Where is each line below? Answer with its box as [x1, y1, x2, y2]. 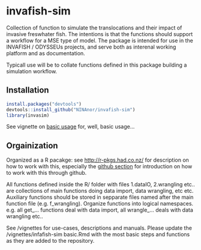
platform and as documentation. [6, 49, 85, 56]
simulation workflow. [6, 67, 58, 75]
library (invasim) [6, 112, 50, 118]
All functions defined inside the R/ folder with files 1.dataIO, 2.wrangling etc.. [6, 181, 195, 188]
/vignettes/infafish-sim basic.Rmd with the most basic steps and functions [6, 231, 190, 238]
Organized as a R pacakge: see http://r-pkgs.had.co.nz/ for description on [6, 156, 189, 163]
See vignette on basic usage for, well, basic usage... [6, 123, 135, 130]
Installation [6, 85, 49, 96]
